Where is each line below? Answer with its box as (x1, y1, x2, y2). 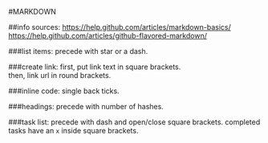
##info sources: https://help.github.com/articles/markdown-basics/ (8, 22, 231, 31)
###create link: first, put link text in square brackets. (8, 62, 181, 71)
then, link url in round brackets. (8, 71, 112, 80)
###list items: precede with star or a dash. (8, 47, 148, 55)
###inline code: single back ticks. (8, 86, 120, 96)
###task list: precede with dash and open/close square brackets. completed (8, 117, 261, 127)
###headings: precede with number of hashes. (8, 102, 164, 111)
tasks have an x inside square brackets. (8, 126, 139, 135)
